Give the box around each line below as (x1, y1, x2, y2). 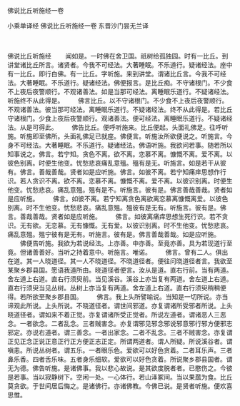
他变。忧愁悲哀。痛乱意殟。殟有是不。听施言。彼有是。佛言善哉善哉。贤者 (7, 186, 226, 194)
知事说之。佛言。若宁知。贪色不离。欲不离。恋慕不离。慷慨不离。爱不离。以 (7, 150, 233, 158)
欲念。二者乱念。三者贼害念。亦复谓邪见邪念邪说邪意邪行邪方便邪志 (31, 320, 233, 328)
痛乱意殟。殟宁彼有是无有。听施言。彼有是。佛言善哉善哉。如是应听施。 (7, 230, 220, 238)
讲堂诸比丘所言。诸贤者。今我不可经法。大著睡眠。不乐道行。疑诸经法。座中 (7, 61, 233, 69)
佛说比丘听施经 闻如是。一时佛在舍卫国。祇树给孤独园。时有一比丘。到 (7, 52, 229, 60)
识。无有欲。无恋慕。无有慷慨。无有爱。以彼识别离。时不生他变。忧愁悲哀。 (7, 221, 233, 230)
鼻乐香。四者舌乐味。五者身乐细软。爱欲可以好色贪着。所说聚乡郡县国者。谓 (7, 355, 233, 363)
